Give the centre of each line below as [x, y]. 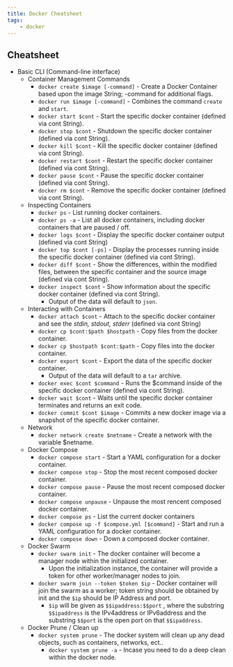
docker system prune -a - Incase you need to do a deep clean [137, 650]
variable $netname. [66, 442]
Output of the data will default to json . [103, 301]
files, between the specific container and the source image [122, 272]
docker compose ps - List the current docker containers [116, 516]
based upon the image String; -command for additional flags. [126, 94]
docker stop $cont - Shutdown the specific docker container [125, 131]
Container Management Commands [79, 79]
